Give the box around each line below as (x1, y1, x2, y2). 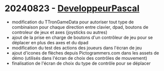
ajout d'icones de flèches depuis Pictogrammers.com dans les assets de (11, 50, 160, 56)
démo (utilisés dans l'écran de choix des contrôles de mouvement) (11, 55, 147, 61)
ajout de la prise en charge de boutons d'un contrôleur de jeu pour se (11, 35, 153, 40)
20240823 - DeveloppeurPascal (4, 3, 140, 14)
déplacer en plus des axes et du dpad (11, 39, 89, 45)
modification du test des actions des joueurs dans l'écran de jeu (11, 45, 142, 51)
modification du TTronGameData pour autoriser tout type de (11, 19, 134, 25)
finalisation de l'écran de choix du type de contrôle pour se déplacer (11, 60, 151, 66)
